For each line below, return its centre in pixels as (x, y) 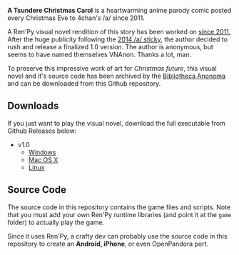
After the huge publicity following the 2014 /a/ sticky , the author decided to (118, 39)
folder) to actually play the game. (56, 222)
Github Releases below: (42, 131)
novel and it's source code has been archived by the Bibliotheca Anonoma (117, 76)
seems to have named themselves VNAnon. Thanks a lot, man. (99, 54)
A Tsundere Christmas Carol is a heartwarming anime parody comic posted (119, 10)
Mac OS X (43, 159)
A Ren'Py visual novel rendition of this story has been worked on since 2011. (119, 32)
